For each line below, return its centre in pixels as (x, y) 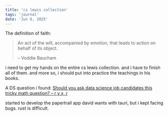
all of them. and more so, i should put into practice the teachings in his (78, 73)
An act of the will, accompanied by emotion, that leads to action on (87, 43)
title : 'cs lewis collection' (37, 10)
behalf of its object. (37, 48)
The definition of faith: (28, 33)
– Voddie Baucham (37, 58)
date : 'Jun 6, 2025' (27, 19)
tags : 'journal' (22, 14)
